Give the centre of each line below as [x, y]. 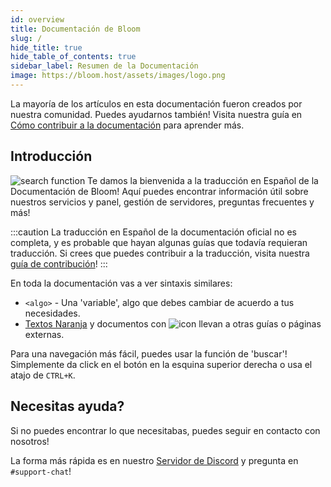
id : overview [37, 19]
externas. [44, 334]
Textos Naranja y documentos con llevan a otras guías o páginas [173, 323]
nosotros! [30, 441]
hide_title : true [46, 47]
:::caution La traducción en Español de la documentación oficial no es [153, 232]
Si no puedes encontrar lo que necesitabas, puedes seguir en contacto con [165, 430]
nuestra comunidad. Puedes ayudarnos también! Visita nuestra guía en [156, 114]
